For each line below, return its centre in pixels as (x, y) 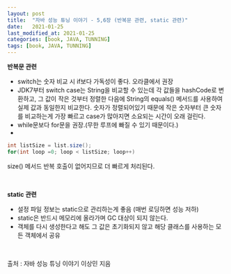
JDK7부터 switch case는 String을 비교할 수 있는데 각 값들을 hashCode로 (117, 90)
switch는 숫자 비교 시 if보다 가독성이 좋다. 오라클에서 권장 (95, 81)
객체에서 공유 (42, 235)
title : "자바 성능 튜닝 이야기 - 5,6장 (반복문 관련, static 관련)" (98, 20)
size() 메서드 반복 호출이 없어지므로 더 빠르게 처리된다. (81, 166)
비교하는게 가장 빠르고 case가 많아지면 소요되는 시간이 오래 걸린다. (115, 116)
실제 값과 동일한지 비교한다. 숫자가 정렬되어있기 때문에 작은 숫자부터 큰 (113, 107)
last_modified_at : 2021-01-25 (51, 33)
